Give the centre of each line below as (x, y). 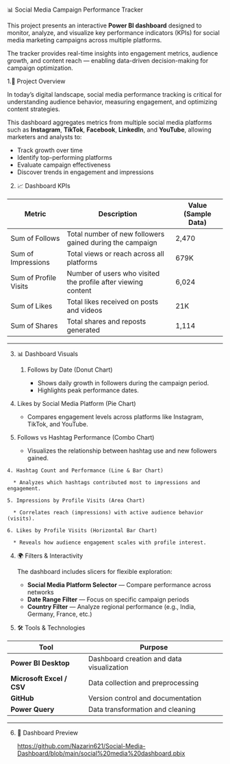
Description (118, 214)
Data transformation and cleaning (142, 709)
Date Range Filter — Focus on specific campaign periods (108, 599)
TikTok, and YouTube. (57, 424)
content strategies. (34, 109)
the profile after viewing (105, 282)
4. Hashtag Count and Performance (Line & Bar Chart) (86, 470)
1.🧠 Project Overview (36, 81)
